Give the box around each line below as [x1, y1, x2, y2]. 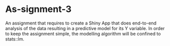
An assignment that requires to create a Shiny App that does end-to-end [5, 20, 157, 26]
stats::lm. [5, 36, 24, 42]
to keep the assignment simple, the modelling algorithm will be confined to [5, 30, 161, 36]
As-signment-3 [5, 3, 72, 15]
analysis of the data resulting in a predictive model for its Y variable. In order [5, 25, 165, 31]
